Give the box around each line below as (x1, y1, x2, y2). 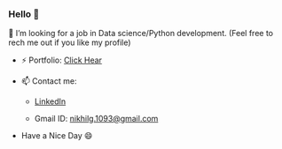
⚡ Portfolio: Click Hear (20, 55, 103, 65)
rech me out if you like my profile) (8, 37, 131, 48)
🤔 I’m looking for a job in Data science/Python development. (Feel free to (8, 28, 274, 39)
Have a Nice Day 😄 (20, 130, 93, 141)
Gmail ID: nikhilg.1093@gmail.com (34, 114, 159, 124)
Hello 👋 (8, 8, 40, 20)
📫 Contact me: (20, 76, 77, 86)
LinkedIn (34, 96, 67, 107)
